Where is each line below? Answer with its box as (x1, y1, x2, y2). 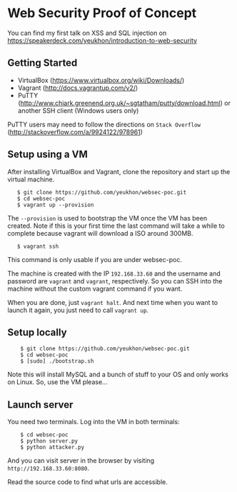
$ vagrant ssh (16, 243, 59, 250)
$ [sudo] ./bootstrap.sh (20, 358, 94, 365)
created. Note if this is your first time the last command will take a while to (7, 221, 225, 230)
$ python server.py (20, 438, 79, 445)
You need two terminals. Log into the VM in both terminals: (7, 418, 180, 426)
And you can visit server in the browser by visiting (7, 456, 155, 465)
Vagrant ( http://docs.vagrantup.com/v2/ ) (17, 84, 138, 92)
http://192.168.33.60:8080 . (7, 464, 90, 473)
